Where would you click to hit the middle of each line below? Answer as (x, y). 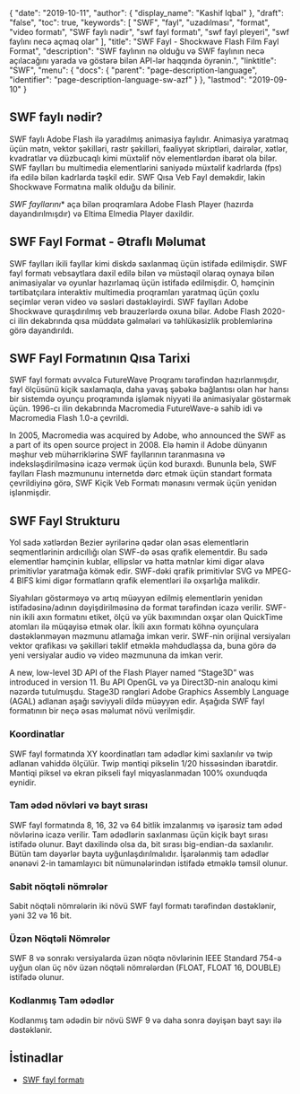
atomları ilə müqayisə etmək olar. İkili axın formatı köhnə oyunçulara (134, 626)
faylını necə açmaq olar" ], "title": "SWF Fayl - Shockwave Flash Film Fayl (144, 41)
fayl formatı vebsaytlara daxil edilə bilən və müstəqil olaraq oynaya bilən (142, 273)
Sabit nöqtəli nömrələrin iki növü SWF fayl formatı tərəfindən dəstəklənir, (143, 906)
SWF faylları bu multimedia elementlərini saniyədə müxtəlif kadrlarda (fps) (146, 167)
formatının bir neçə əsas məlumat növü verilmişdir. (102, 711)
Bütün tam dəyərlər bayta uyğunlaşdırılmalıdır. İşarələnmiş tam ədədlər (139, 853)
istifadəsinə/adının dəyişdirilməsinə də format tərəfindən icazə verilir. (137, 608)
